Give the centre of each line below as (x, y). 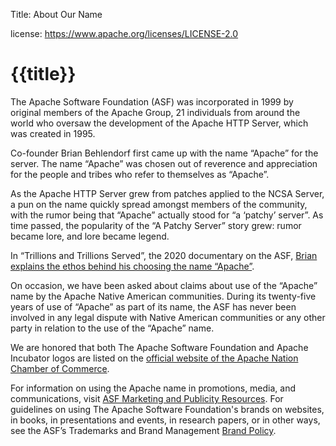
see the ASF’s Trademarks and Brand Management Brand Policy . (143, 430)
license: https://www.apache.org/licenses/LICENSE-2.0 (124, 33)
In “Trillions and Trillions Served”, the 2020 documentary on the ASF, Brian (164, 255)
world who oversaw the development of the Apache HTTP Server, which (159, 123)
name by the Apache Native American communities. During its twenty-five (163, 296)
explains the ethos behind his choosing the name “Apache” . (132, 266)
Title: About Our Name (56, 14)
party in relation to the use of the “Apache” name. (112, 328)
